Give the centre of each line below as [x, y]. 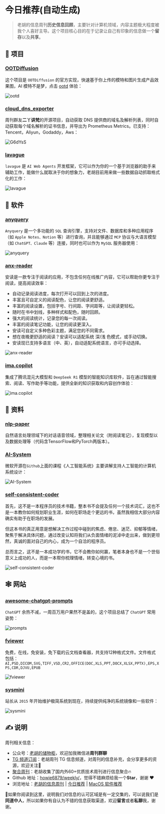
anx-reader [19, 266]
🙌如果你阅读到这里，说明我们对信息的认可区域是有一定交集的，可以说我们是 [82, 794]
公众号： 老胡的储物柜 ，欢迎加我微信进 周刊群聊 [59, 753]
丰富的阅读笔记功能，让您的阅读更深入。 [53, 324]
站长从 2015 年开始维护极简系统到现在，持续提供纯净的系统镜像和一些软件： [82, 701]
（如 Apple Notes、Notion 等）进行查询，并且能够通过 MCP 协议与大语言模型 [81, 237]
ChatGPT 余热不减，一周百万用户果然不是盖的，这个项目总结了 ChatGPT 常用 [81, 612]
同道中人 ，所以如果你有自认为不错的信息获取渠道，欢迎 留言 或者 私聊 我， [78, 800]
